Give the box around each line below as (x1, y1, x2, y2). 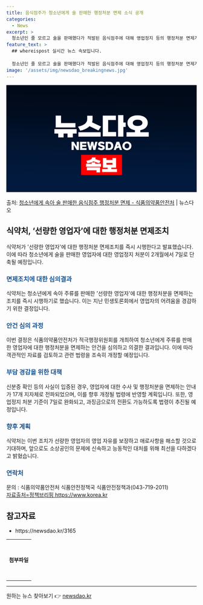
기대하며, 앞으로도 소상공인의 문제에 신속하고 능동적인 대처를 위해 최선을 (6, 445, 176, 452)
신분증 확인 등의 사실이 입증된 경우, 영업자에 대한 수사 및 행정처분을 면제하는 (6, 383, 185, 390)
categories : (6, 16, 36, 22)
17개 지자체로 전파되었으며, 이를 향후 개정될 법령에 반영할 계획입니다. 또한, (12, 390, 187, 397)
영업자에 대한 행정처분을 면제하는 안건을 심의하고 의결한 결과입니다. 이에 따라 (12, 344, 193, 351)
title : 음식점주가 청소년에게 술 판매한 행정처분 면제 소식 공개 (6, 10, 144, 16)
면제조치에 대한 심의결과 (6, 275, 72, 283)
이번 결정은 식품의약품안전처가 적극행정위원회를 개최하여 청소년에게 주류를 (6, 336, 181, 344)
